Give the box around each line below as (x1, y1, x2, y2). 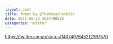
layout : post (5, 7, 32, 12)
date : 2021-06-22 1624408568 (5, 16, 64, 21)
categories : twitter (5, 20, 47, 26)
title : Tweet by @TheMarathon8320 (5, 12, 75, 16)
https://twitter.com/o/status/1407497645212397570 (5, 34, 108, 40)
